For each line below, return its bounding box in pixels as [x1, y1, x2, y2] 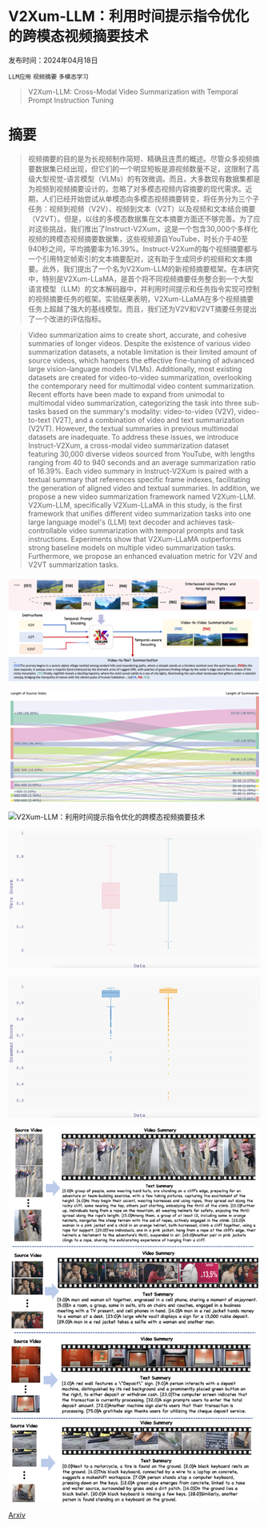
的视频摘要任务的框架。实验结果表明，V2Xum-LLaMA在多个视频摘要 [27, 294, 254, 303]
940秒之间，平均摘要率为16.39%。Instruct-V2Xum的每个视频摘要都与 [27, 243, 258, 253]
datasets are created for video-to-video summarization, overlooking [27, 372, 252, 382]
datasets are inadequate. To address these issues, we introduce [27, 432, 239, 441]
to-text [27, 415, 50, 424]
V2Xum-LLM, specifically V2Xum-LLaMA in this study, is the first [27, 500, 242, 509]
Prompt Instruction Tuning [27, 95, 114, 105]
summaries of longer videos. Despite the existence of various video [27, 338, 251, 348]
